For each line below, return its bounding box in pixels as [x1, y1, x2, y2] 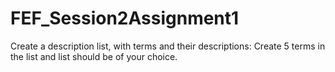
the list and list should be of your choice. [10, 50, 178, 62]
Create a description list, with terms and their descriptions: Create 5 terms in [10, 40, 326, 52]
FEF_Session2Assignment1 [10, 7, 240, 30]
